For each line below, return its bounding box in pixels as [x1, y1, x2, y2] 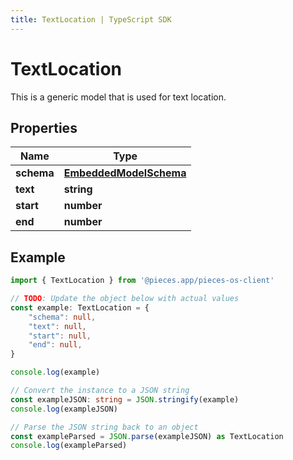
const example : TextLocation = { [10, 302, 150, 313]
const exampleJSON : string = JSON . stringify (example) [10, 394, 240, 405]
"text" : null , [28, 321, 87, 331]
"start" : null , [28, 331, 92, 341]
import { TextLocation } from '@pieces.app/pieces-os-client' [10, 276, 275, 286]
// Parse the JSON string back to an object [10, 422, 199, 432]
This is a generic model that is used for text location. [10, 91, 227, 103]
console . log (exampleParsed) [10, 441, 128, 451]
